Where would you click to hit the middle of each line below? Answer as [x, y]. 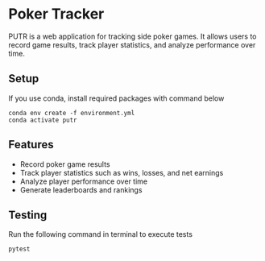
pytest [19, 249]
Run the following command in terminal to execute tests [101, 234]
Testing [28, 215]
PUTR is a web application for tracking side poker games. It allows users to [132, 36]
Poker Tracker [56, 14]
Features [31, 145]
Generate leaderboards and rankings [81, 189]
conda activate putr [43, 120]
